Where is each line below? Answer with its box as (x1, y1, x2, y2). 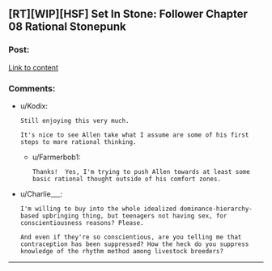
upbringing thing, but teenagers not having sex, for (41, 211, 227, 220)
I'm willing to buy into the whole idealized (19, 205, 176, 213)
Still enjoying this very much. (19, 116, 130, 125)
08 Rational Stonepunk (8, 20, 127, 34)
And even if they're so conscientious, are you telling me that (19, 233, 242, 241)
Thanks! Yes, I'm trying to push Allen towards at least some (32, 167, 251, 176)
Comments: (8, 83, 56, 94)
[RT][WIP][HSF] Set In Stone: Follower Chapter (8, 7, 249, 21)
